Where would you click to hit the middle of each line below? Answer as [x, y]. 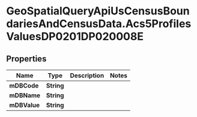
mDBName [25, 95]
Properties [26, 58]
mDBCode [24, 85]
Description [87, 75]
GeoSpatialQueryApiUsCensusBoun [98, 11]
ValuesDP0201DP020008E [75, 37]
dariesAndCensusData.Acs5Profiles [99, 24]
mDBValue [25, 105]
